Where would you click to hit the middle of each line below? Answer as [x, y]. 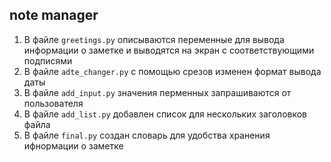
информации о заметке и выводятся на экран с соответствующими [169, 50]
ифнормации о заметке [73, 145]
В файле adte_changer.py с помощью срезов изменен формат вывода [172, 71]
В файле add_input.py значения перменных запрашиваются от [157, 92]
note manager [54, 15]
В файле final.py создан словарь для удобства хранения [147, 135]
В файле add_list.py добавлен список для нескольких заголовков [165, 114]
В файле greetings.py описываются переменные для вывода [154, 39]
